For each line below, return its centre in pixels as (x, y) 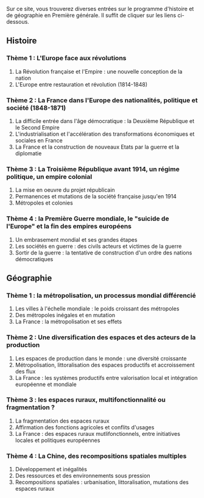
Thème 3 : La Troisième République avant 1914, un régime (93, 169)
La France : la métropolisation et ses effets (69, 321)
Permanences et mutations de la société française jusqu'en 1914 (96, 197)
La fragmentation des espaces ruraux (62, 421)
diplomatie (28, 153)
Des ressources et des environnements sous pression (83, 476)
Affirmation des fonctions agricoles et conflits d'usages (85, 427)
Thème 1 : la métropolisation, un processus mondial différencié (101, 295)
